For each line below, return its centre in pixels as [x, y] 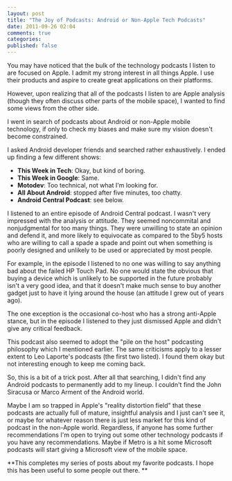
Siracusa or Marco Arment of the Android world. [76, 392]
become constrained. [37, 136]
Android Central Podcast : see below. [71, 200]
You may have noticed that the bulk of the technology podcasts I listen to [111, 65]
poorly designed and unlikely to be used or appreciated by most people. [110, 250]
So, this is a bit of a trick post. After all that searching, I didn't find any [107, 377]
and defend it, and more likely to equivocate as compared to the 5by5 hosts [115, 235]
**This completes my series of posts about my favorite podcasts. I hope [110, 463]
